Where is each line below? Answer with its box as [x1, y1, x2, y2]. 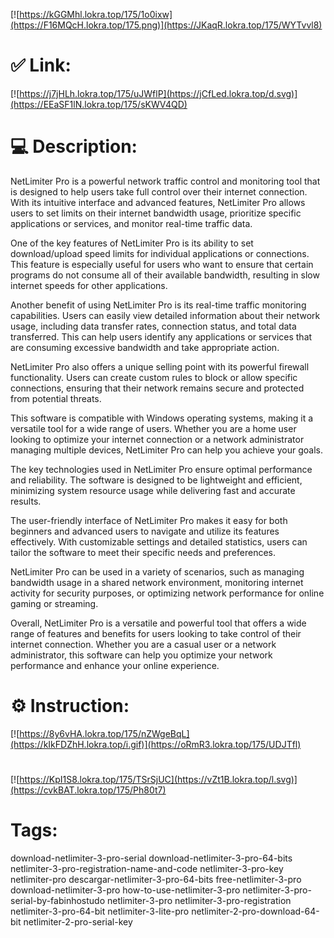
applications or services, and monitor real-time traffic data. [10, 217, 253, 229]
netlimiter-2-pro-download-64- [191, 905, 320, 917]
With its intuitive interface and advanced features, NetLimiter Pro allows [10, 196, 306, 208]
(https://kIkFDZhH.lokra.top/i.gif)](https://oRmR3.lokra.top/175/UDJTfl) [10, 738, 302, 750]
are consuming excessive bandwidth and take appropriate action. [10, 341, 280, 353]
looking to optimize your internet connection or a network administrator [10, 433, 305, 445]
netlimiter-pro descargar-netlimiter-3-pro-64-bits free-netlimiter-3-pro [10, 873, 302, 885]
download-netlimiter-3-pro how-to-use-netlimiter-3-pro [10, 884, 241, 896]
